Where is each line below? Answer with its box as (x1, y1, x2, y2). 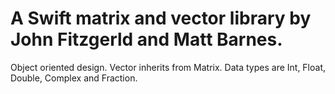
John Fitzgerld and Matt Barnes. (10, 28, 283, 51)
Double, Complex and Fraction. (10, 72, 138, 84)
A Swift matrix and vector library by (10, 7, 312, 30)
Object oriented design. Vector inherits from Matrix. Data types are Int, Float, (10, 61, 327, 73)
